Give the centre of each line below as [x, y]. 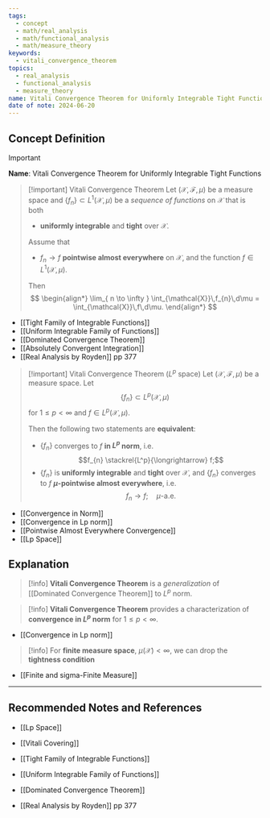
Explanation [39, 565]
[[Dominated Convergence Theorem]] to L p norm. [110, 593]
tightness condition [61, 659]
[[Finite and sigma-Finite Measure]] [79, 675]
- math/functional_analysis [63, 38]
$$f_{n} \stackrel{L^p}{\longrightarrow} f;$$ [151, 460]
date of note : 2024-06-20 [51, 106]
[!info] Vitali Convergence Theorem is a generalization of [123, 583]
